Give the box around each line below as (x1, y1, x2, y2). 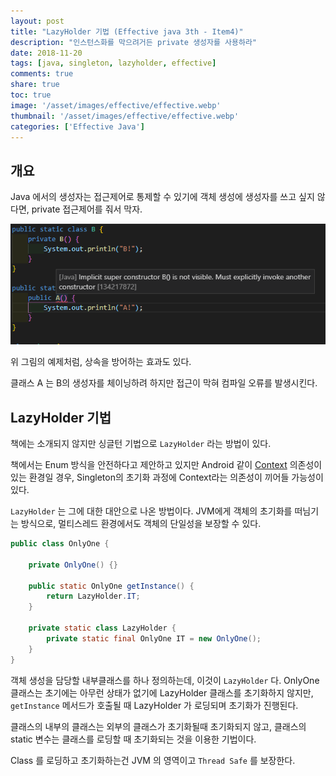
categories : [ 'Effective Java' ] (10, 121, 145, 132)
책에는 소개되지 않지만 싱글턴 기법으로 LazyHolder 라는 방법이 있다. (10, 438, 272, 450)
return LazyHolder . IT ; (46, 591, 141, 602)
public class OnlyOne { (10, 539, 110, 549)
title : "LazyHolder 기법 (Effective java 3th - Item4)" (10, 26, 244, 37)
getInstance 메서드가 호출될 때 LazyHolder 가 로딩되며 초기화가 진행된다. (10, 699, 299, 711)
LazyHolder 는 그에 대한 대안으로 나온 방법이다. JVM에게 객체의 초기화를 (10, 505, 293, 517)
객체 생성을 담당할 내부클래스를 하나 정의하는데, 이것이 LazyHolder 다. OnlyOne (10, 674, 320, 686)
